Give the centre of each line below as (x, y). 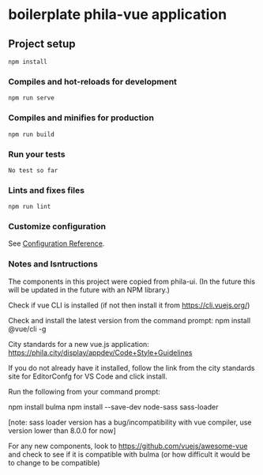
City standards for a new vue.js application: (79, 344)
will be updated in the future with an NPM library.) (89, 289)
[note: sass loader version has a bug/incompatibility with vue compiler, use (130, 422)
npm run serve (32, 98)
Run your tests (37, 154)
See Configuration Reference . (56, 243)
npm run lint (30, 207)
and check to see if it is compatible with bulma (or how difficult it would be (129, 454)
